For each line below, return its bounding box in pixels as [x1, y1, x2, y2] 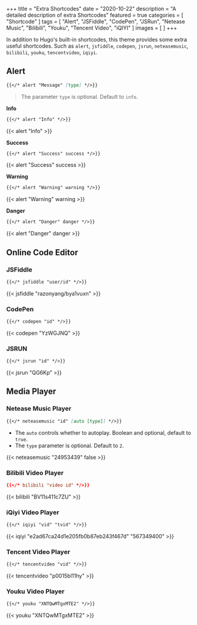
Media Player [6, 387, 56, 397]
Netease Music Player [6, 405, 71, 413]
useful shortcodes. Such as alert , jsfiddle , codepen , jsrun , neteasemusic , [6, 42, 189, 49]
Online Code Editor [6, 247, 78, 258]
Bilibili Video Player [6, 468, 64, 477]
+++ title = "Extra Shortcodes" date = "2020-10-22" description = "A [6, 5, 177, 12]
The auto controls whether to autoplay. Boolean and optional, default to [14, 429, 191, 436]
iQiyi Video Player [6, 508, 59, 517]
